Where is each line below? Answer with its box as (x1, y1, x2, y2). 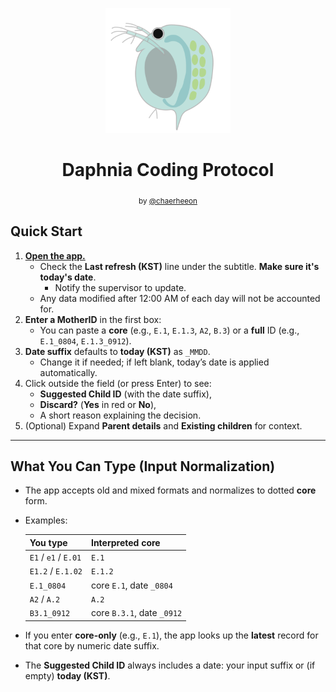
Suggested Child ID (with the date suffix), (39, 388, 212, 400)
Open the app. (24, 249, 86, 262)
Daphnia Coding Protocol (61, 159, 275, 182)
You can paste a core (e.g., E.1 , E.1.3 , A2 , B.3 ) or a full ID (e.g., (39, 324, 300, 336)
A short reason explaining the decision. (39, 409, 202, 421)
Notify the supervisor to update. (54, 281, 187, 293)
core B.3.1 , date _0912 (90, 607, 183, 619)
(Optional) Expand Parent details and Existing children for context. (24, 419, 303, 432)
